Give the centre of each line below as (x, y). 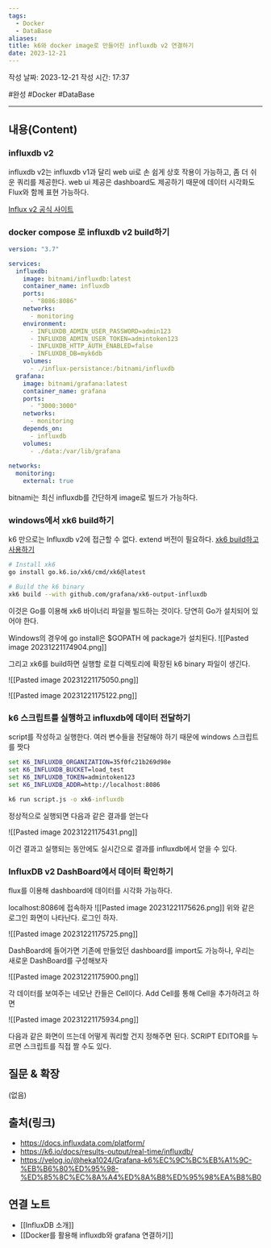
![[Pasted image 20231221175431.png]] (73, 832)
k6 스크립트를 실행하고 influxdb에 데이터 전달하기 (100, 718)
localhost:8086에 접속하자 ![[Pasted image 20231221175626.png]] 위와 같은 (132, 907)
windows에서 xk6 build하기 (61, 521)
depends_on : (43, 429)
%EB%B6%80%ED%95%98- (69, 1168)
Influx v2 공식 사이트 (41, 209)
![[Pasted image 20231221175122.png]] (73, 695)
